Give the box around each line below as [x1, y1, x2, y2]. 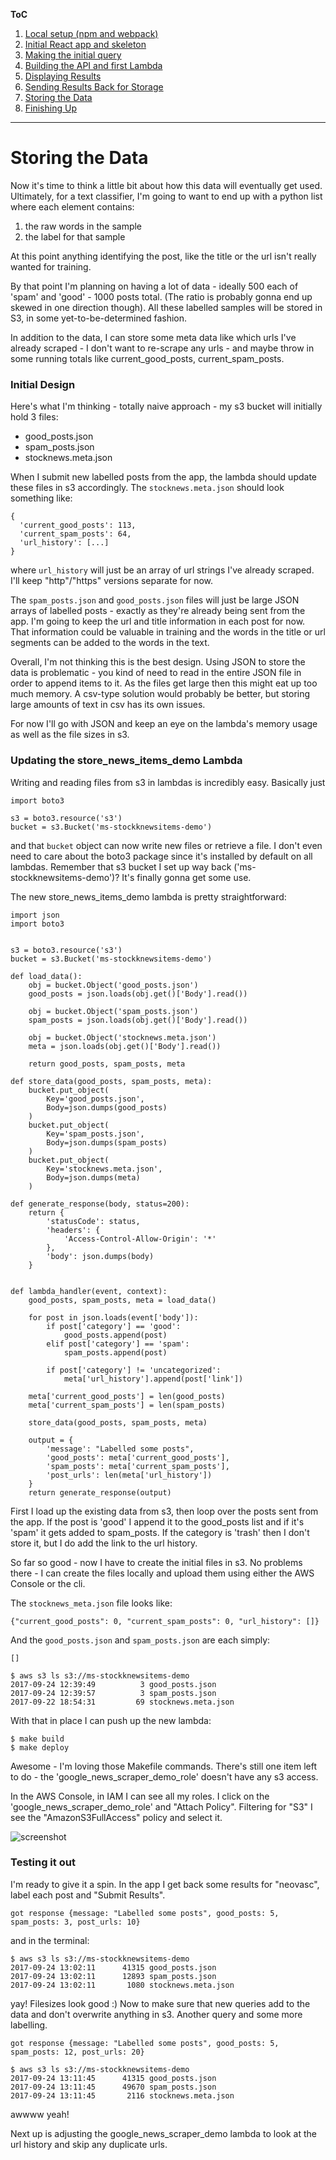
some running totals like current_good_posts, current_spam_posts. [10, 352, 285, 364]
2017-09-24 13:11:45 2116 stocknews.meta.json [10, 2090, 235, 2101]
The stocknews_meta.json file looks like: [10, 1597, 173, 1609]
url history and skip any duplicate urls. [10, 2138, 168, 2150]
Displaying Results [24, 70, 102, 82]
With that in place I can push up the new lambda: [10, 1714, 212, 1726]
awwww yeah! [10, 2108, 70, 2120]
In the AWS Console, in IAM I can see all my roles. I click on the [10, 1790, 270, 1802]
